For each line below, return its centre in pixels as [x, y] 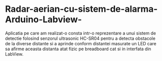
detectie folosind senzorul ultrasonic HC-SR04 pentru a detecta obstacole [80, 38]
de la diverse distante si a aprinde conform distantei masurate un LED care [81, 43]
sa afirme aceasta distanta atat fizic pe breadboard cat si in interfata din [78, 49]
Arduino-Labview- [44, 19]
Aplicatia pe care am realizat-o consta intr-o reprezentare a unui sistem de [81, 33]
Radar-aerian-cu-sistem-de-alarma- [81, 9]
